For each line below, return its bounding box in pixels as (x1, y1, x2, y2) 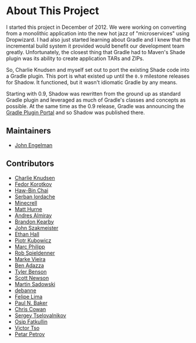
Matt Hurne (14, 205, 43, 212)
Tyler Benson (14, 268, 47, 275)
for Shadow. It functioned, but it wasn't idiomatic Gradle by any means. (6, 78, 178, 86)
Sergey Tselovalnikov (14, 312, 66, 319)
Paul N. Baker (14, 299, 48, 307)
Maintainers (6, 126, 52, 136)
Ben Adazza (14, 262, 44, 269)
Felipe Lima (14, 293, 43, 300)
